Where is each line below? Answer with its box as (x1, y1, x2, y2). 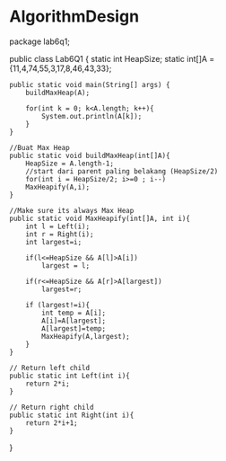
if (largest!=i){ (25, 300, 91, 309)
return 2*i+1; (25, 418, 78, 428)
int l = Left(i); (25, 222, 91, 231)
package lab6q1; (9, 36, 70, 47)
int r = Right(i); (25, 229, 94, 239)
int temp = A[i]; (41, 308, 106, 317)
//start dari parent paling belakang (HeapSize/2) (25, 166, 219, 176)
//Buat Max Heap (9, 143, 70, 152)
